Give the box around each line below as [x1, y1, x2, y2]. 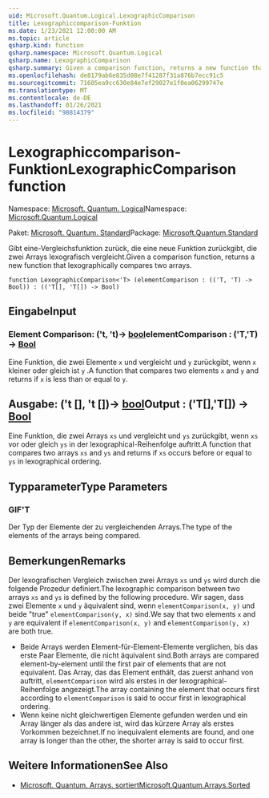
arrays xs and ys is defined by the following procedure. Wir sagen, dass [8, 592, 244, 602]
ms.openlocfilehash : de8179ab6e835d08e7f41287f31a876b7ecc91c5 [8, 71, 224, 79]
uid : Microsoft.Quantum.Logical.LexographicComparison [8, 11, 195, 20]
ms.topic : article [8, 34, 70, 43]
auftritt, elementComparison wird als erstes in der [19, 675, 179, 686]
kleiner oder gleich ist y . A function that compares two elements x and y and [8, 366, 259, 375]
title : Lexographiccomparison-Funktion [8, 19, 142, 27]
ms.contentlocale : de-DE [8, 94, 91, 102]
